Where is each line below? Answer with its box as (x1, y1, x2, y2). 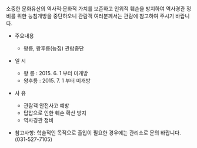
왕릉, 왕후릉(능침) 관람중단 (23, 45, 84, 52)
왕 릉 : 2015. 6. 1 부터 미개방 (23, 70, 88, 76)
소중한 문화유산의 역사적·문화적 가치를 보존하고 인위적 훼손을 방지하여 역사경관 (6, 5, 185, 12)
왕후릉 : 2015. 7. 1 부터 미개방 (23, 77, 91, 84)
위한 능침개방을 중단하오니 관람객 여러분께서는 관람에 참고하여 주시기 (16, 12, 175, 19)
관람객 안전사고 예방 (23, 102, 69, 109)
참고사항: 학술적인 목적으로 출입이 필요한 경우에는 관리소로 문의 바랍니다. (14, 129, 181, 136)
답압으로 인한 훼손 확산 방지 (23, 109, 86, 116)
